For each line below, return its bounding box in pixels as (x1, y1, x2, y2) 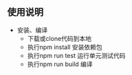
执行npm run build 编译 (27, 60, 93, 68)
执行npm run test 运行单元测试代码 (27, 51, 126, 59)
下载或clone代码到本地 (27, 34, 91, 42)
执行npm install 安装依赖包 (27, 43, 102, 51)
